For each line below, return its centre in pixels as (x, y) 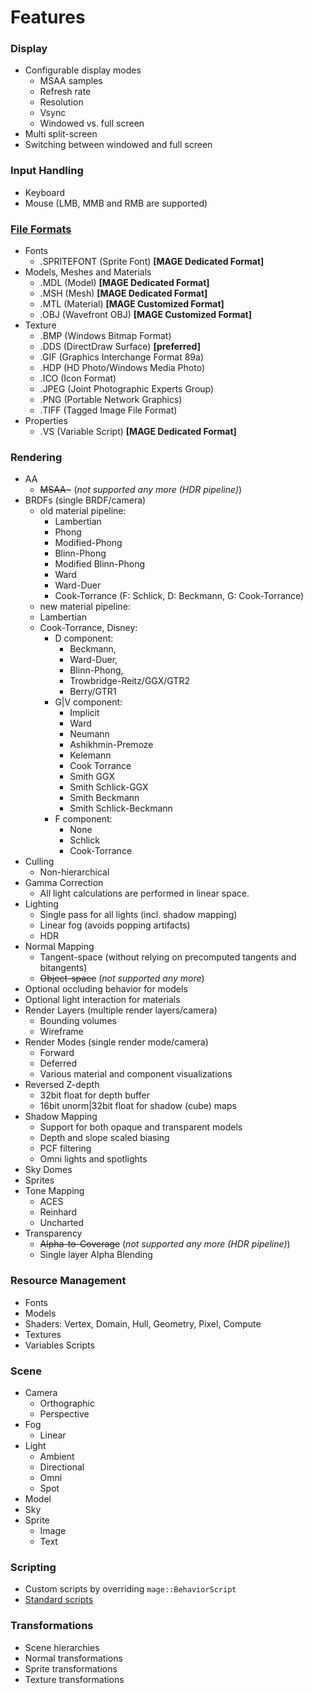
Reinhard (58, 1212)
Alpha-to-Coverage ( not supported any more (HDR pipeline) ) (165, 1244)
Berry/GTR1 (93, 692)
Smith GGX (92, 777)
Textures (43, 1334)
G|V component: (88, 702)
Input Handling (47, 171)
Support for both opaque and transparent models (141, 1127)
